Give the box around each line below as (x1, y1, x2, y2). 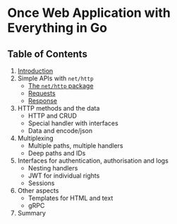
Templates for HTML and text (28, 194, 114, 202)
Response (28, 97, 58, 105)
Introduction (17, 67, 54, 75)
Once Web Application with (7, 5, 171, 21)
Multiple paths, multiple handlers (28, 142, 123, 149)
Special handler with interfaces (28, 119, 118, 127)
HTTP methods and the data (17, 104, 100, 112)
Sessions (28, 179, 55, 187)
